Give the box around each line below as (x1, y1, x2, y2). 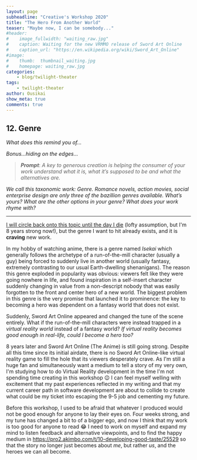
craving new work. (6, 234, 52, 241)
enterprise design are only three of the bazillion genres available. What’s (6, 192, 182, 199)
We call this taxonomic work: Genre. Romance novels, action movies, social (6, 186, 189, 193)
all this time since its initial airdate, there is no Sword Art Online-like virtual (6, 349, 185, 356)
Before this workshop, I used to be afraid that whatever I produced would (6, 404, 183, 412)
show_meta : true (6, 96, 46, 102)
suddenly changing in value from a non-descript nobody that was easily (6, 283, 180, 290)
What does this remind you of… (6, 139, 82, 146)
